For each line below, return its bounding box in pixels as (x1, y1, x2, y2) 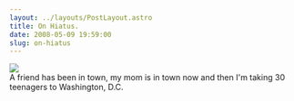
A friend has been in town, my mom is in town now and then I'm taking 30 (9, 72, 285, 83)
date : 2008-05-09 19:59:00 (9, 30, 112, 39)
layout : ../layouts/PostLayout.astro (9, 13, 153, 23)
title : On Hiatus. (9, 22, 79, 31)
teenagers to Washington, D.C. (9, 82, 125, 93)
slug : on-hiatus (9, 38, 71, 48)
